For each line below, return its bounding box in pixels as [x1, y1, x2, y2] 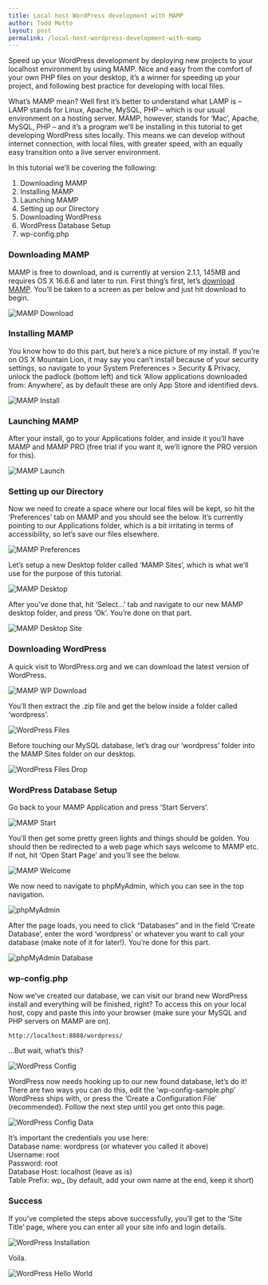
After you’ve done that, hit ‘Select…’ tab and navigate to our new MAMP [8, 600, 243, 609]
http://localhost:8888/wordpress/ [8, 1032, 124, 1040]
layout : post [8, 26, 52, 34]
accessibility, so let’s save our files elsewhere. [8, 530, 160, 539]
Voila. [8, 1253, 27, 1263]
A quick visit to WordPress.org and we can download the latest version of [8, 661, 250, 671]
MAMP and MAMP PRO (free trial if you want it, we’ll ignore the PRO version [8, 442, 258, 451]
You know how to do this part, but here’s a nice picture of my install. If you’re [8, 346, 260, 356]
